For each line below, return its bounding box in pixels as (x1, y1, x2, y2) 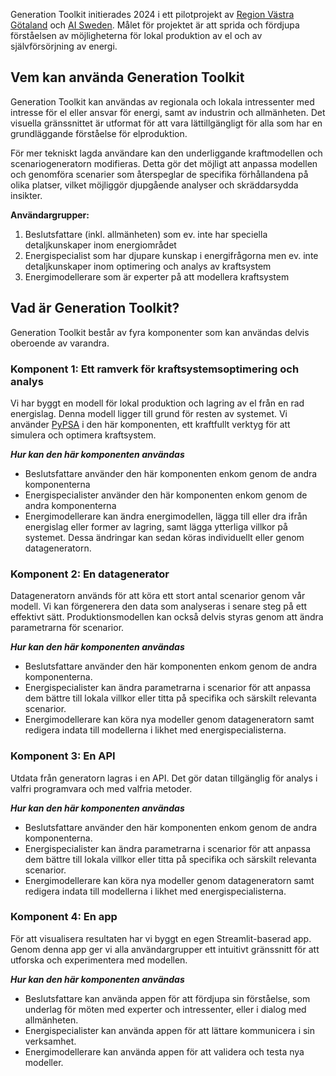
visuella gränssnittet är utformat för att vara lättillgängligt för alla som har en (10, 117, 323, 129)
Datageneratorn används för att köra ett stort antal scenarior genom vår (10, 590, 306, 602)
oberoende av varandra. (10, 337, 110, 349)
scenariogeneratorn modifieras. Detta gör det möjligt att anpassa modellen (10, 157, 318, 169)
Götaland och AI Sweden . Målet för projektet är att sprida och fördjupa (10, 19, 300, 31)
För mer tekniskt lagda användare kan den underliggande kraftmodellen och (10, 147, 323, 159)
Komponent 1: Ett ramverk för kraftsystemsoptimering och (10, 362, 300, 376)
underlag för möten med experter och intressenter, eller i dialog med (24, 1003, 307, 1015)
